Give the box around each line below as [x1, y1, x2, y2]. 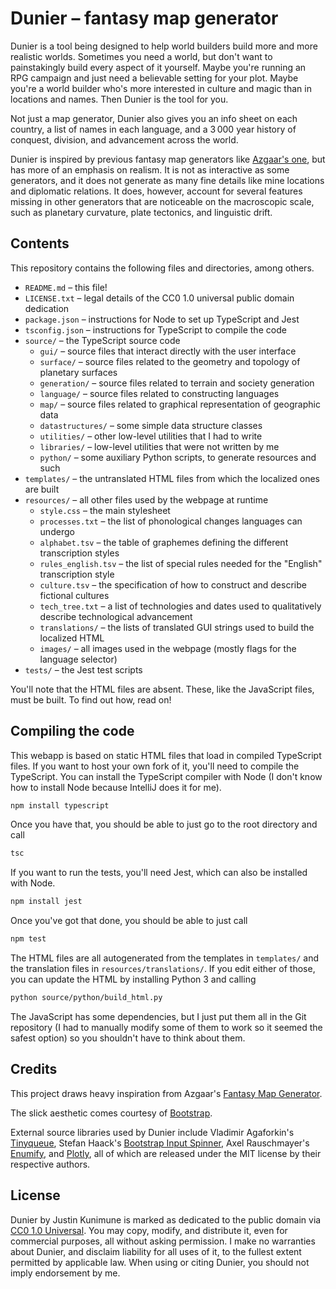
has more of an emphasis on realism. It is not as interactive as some [10, 163, 290, 176]
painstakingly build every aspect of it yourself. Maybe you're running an [10, 61, 307, 73]
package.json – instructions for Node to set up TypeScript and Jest [24, 313, 300, 325]
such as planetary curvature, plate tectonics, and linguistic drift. [10, 206, 273, 218]
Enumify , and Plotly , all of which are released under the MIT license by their [10, 1147, 322, 1159]
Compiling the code [10, 723, 135, 740]
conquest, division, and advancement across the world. [10, 133, 239, 146]
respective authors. [10, 1158, 91, 1170]
